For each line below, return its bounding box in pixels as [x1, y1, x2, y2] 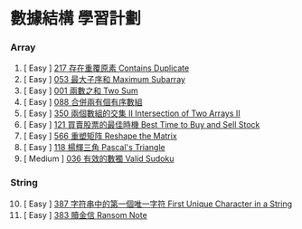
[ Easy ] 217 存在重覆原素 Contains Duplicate [23, 62, 190, 73]
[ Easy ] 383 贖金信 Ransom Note [23, 209, 147, 220]
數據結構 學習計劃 [10, 8, 141, 29]
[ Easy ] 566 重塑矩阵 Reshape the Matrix [23, 130, 177, 141]
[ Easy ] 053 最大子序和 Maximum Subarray [23, 74, 186, 85]
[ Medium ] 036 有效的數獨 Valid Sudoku [23, 153, 175, 164]
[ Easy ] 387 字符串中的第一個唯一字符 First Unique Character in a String [23, 198, 293, 209]
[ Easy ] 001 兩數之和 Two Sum [23, 85, 138, 96]
